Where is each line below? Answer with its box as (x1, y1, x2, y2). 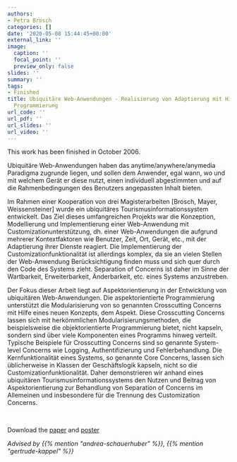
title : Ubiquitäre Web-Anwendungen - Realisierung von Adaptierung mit (7, 96, 222, 103)
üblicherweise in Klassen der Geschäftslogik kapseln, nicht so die (7, 361, 197, 370)
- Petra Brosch (7, 17, 52, 24)
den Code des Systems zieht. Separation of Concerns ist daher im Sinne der (7, 265, 229, 274)
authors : (7, 10, 33, 18)
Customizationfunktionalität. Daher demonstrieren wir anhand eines (7, 368, 204, 377)
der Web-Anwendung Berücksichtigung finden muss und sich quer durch (7, 257, 220, 266)
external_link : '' (7, 37, 61, 44)
